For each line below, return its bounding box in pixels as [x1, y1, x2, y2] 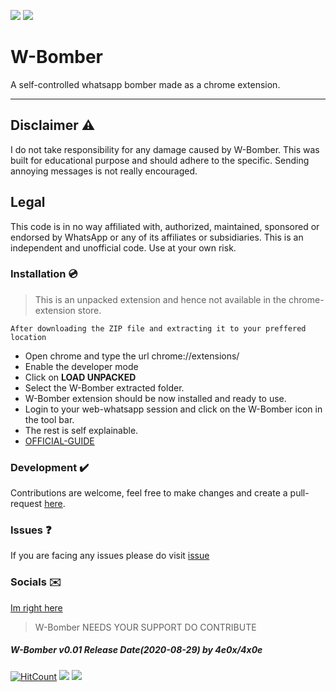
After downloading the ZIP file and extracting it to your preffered [10, 323, 307, 334]
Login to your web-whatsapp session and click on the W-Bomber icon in [24, 403, 323, 415]
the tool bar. [24, 413, 75, 425]
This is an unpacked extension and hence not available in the [34, 293, 287, 305]
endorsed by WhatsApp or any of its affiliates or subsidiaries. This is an [10, 231, 304, 243]
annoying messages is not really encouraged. [10, 165, 198, 177]
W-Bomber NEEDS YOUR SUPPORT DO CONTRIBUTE [34, 621, 257, 633]
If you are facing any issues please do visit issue [10, 550, 210, 562]
